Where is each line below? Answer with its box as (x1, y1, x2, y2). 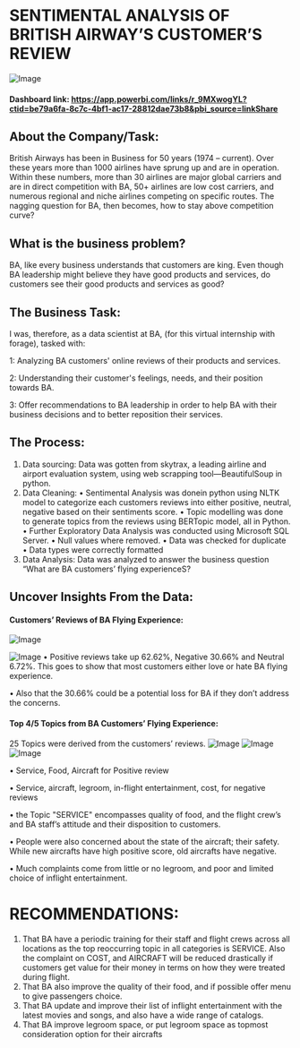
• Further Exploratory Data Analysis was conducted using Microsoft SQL (21, 525, 289, 536)
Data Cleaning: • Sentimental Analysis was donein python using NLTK (21, 487, 280, 498)
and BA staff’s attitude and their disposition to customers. (9, 819, 221, 829)
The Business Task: (9, 305, 121, 320)
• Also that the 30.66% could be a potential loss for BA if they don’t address (9, 688, 289, 699)
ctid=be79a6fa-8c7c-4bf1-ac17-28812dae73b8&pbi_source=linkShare (9, 103, 279, 114)
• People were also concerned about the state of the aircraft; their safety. (9, 836, 280, 846)
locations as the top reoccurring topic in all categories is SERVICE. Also (21, 942, 286, 954)
